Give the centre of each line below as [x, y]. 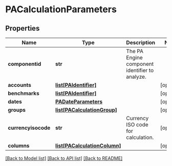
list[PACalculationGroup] [87, 110]
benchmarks [24, 93]
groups [17, 110]
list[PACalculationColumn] [88, 146]
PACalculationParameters [61, 9]
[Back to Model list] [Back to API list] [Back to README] [64, 158]
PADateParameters [79, 102]
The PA [135, 51]
